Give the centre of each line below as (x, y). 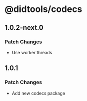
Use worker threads (32, 52)
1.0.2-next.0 (24, 28)
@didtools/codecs (43, 9)
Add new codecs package (38, 93)
